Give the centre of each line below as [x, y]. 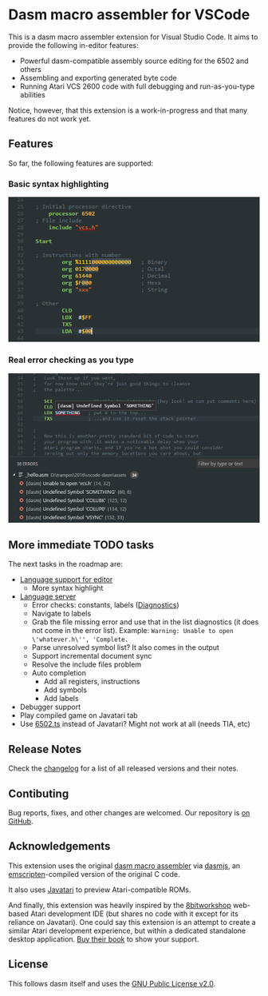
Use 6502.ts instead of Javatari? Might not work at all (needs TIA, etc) [135, 724]
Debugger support [50, 707]
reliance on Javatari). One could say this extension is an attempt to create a [132, 922]
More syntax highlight [67, 588]
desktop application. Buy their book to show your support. [104, 939]
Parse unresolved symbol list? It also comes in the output [125, 647]
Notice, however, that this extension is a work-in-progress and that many [128, 110]
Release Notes [45, 749]
